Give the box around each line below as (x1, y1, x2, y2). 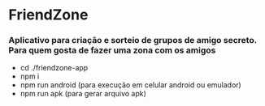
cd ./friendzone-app (20, 63, 89, 73)
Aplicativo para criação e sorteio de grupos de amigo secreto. (8, 35, 258, 46)
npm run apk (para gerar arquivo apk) (20, 89, 146, 99)
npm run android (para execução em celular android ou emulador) (20, 80, 241, 90)
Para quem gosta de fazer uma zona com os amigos (8, 45, 216, 56)
